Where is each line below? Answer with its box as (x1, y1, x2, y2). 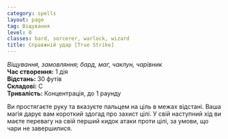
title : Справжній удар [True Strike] (7, 42, 115, 48)
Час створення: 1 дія (7, 67, 68, 76)
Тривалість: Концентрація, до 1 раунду (7, 89, 122, 97)
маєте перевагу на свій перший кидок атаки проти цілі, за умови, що (7, 117, 209, 125)
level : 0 (7, 29, 32, 36)
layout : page (7, 16, 44, 23)
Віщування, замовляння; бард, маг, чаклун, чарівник (7, 61, 162, 68)
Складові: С (7, 82, 43, 90)
